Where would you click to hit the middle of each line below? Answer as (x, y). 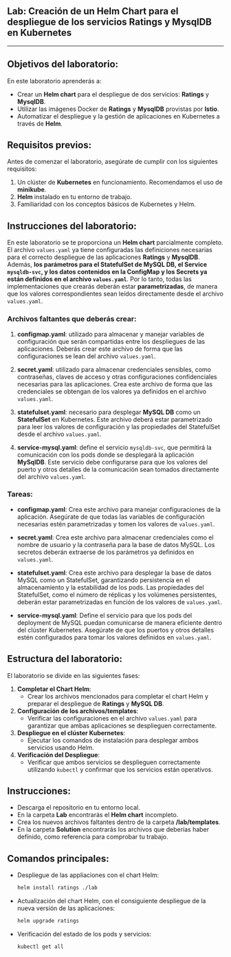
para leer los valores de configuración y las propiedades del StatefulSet (119, 426)
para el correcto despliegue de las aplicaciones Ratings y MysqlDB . (104, 257)
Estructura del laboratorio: (65, 659)
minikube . (32, 189)
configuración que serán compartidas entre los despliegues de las (111, 341)
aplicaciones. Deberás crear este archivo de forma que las (100, 349)
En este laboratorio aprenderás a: (54, 81)
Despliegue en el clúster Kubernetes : (71, 732)
